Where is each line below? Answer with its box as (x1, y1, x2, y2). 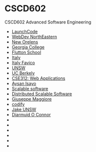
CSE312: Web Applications (11, 75, 66, 81)
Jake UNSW (11, 106, 36, 112)
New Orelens (11, 39, 38, 44)
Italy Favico (11, 60, 35, 65)
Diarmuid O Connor (11, 111, 51, 117)
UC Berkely (11, 70, 35, 76)
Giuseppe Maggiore (11, 96, 52, 102)
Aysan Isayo (11, 80, 36, 86)
